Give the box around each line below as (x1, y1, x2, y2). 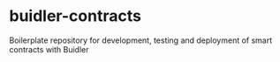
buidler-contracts (9, 6, 141, 26)
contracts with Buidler (9, 44, 90, 54)
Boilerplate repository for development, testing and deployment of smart (9, 35, 273, 45)
